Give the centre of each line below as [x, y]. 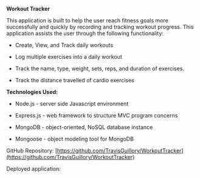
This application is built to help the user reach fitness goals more [87, 20]
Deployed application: [34, 169]
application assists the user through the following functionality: [85, 33]
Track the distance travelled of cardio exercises [75, 80]
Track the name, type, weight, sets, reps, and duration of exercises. [99, 68]
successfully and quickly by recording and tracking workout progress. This [100, 27]
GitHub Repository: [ [32, 150]
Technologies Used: [32, 92]
